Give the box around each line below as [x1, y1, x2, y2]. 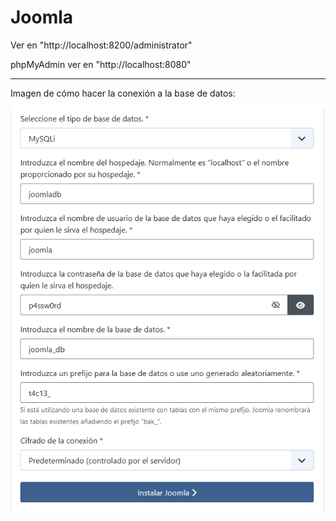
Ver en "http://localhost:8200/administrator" [10, 39, 193, 51]
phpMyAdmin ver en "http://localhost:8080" [10, 58, 192, 70]
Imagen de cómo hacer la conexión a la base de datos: [10, 87, 236, 99]
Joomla [10, 6, 74, 29]
